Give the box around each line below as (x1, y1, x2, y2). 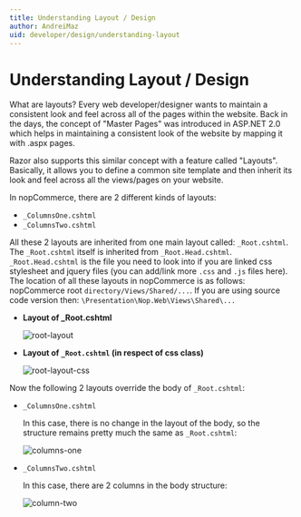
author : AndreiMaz (9, 22, 79, 31)
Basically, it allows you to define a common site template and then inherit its (9, 165, 293, 176)
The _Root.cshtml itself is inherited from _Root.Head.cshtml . (9, 247, 233, 258)
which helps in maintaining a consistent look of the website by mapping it (9, 128, 283, 139)
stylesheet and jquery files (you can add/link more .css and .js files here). (9, 266, 288, 277)
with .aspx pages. (9, 138, 75, 149)
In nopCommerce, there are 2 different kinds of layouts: (9, 192, 217, 203)
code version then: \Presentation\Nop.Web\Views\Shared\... (9, 295, 236, 306)
